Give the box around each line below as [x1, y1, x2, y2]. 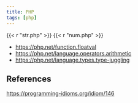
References [6, 74, 52, 84]
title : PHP [6, 9, 34, 15]
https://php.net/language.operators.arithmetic [15, 49, 132, 57]
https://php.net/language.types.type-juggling [15, 56, 130, 63]
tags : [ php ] [6, 15, 37, 21]
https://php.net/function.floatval [15, 43, 97, 51]
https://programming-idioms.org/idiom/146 [6, 90, 115, 98]
